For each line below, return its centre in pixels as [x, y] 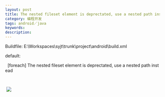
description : [18, 32]
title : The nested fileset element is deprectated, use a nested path [79, 14]
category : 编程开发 [24, 19]
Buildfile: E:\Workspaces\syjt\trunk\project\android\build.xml [66, 46]
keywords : [15, 28]
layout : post [18, 10]
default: [13, 56]
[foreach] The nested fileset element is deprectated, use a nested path [79, 65]
